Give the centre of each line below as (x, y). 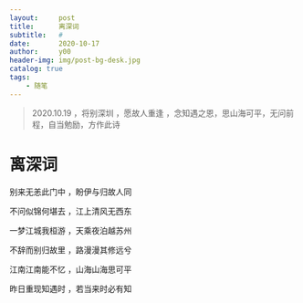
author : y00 (40, 52)
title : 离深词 (44, 26)
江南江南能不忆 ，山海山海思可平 (71, 269)
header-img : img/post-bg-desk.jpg (75, 60)
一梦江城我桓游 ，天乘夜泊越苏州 (71, 230)
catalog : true (37, 69)
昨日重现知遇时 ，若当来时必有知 (71, 288)
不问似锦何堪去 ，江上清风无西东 (71, 211)
